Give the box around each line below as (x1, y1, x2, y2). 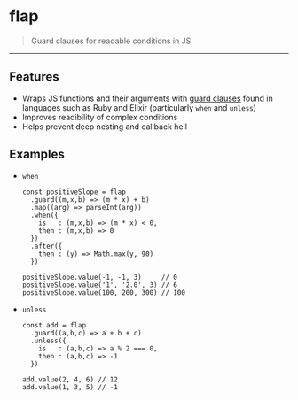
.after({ (30, 242, 63, 250)
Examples (9, 147, 65, 162)
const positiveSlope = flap (21, 188, 126, 196)
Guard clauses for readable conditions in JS (30, 35, 192, 46)
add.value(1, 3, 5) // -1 (21, 382, 118, 391)
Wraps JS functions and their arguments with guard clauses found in (21, 93, 273, 104)
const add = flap (21, 320, 87, 329)
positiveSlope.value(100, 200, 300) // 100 (21, 288, 186, 297)
